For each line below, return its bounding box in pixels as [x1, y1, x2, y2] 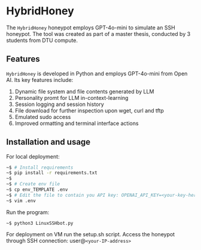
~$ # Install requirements [6, 164, 74, 170]
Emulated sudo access [14, 113, 71, 120]
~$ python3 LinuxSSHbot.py [6, 220, 74, 226]
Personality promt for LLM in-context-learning [14, 94, 129, 101]
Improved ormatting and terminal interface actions [14, 120, 139, 127]
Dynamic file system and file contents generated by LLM [14, 88, 154, 95]
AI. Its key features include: [6, 76, 74, 83]
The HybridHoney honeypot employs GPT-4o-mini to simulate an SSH [6, 24, 175, 31]
